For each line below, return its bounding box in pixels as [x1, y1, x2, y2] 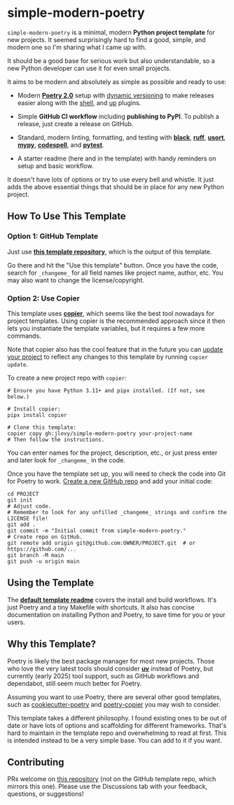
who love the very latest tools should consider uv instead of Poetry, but [7, 664, 214, 673]
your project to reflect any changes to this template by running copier [7, 352, 208, 361]
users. [7, 618, 26, 626]
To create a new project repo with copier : [7, 373, 128, 382]
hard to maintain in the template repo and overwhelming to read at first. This [7, 729, 227, 737]
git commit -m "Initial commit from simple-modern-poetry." [7, 527, 187, 534]
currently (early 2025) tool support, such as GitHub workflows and [7, 671, 200, 680]
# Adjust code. [7, 502, 52, 509]
